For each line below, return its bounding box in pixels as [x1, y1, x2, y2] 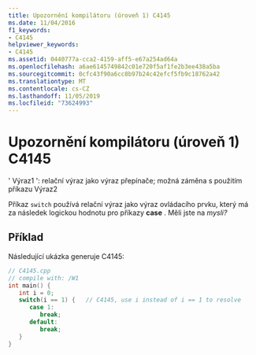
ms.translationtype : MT [8, 77, 87, 85]
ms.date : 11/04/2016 [8, 19, 76, 27]
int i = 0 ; [18, 289, 55, 297]
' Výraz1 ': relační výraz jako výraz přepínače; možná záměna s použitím [8, 176, 243, 186]
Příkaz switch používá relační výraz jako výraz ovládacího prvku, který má [8, 200, 249, 209]
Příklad [8, 231, 44, 244]
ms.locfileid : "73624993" [8, 99, 93, 107]
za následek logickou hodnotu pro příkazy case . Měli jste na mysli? [8, 208, 228, 217]
